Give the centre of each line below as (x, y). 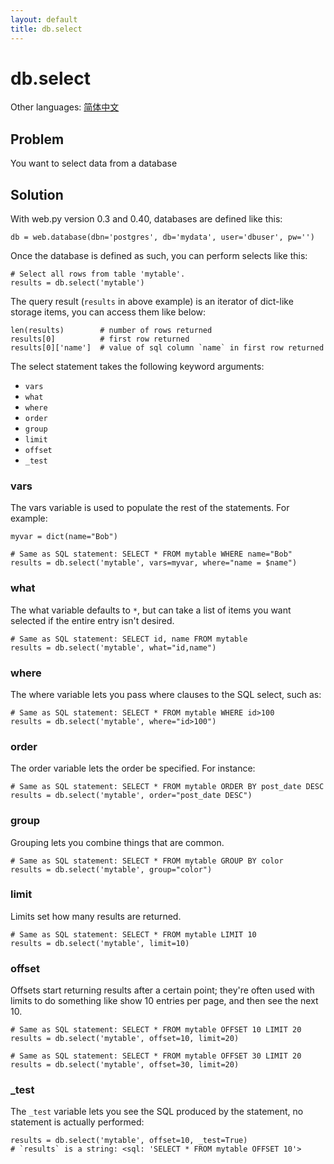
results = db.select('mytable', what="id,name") (113, 647)
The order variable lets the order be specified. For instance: (133, 768)
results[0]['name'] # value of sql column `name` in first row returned (167, 348)
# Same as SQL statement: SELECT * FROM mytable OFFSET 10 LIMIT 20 (156, 1030)
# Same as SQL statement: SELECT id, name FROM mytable (129, 639)
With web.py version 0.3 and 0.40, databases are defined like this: (146, 219)
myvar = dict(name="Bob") (64, 537)
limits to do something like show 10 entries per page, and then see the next (164, 1001)
